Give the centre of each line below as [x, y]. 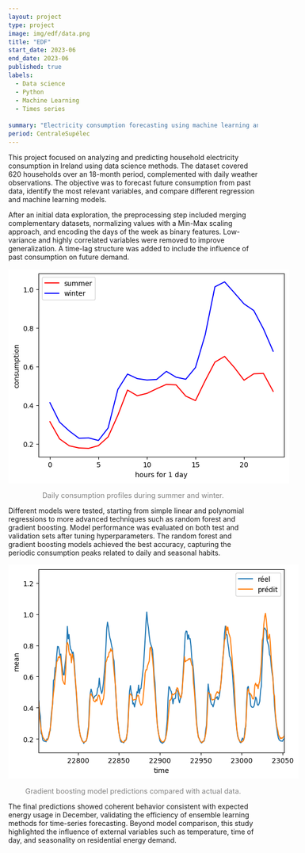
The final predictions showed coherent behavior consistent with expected [128, 806]
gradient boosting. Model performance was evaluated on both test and [124, 527]
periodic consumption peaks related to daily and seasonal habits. [114, 553]
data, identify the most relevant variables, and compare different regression [132, 191]
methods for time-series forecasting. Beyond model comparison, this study [131, 823]
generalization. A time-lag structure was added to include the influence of [129, 248]
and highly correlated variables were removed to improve [132, 240]
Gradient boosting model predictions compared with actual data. [133, 791]
